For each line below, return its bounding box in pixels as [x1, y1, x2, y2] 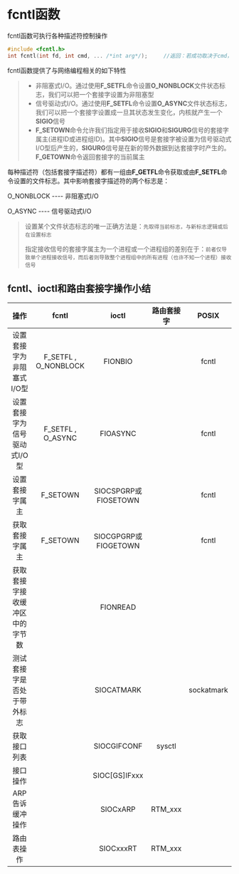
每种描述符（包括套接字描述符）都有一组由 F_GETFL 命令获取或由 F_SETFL [7, 167, 221, 176]
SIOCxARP [100, 804, 137, 814]
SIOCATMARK [95, 685, 142, 694]
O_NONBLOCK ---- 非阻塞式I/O [7, 192, 99, 200]
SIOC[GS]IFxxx [92, 770, 144, 780]
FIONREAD [100, 602, 137, 612]
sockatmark [188, 685, 228, 694]
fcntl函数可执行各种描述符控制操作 [7, 31, 108, 40]
